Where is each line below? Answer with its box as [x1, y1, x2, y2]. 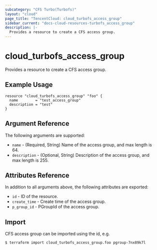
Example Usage [5, 81, 53, 89]
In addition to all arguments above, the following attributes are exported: [5, 184, 149, 190]
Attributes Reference [5, 171, 70, 180]
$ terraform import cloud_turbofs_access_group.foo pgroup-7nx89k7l [5, 240, 146, 245]
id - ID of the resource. [12, 194, 58, 200]
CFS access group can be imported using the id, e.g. [5, 231, 110, 237]
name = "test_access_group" [9, 98, 81, 102]
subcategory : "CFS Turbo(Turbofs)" [5, 7, 77, 12]
